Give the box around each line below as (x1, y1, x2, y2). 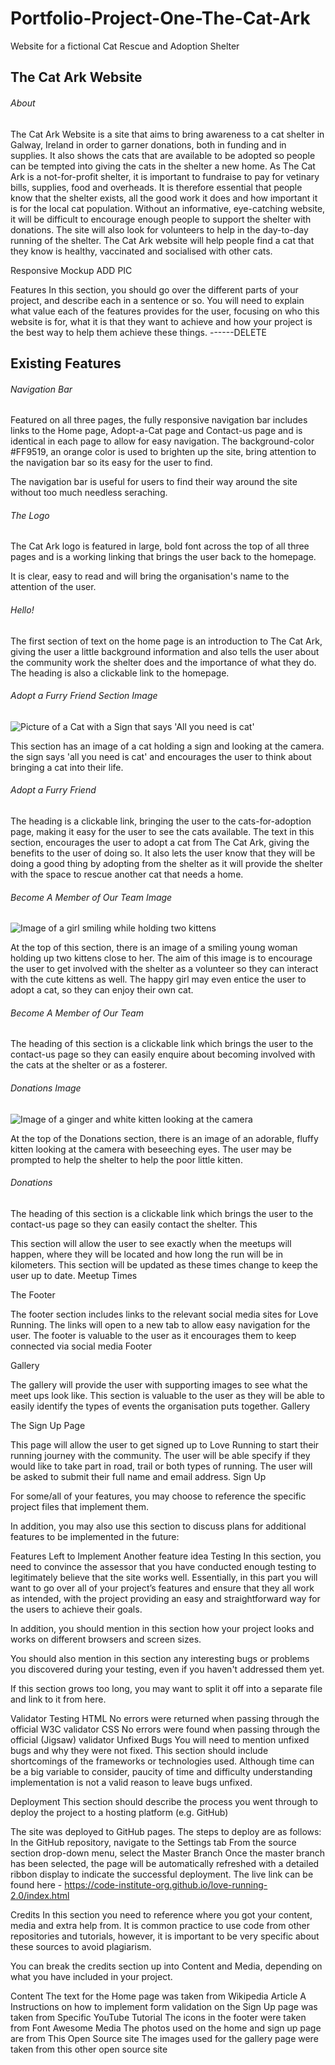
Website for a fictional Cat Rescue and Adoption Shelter (10, 40, 240, 52)
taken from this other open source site (10, 2043, 168, 2055)
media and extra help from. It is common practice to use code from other (10, 1919, 311, 1931)
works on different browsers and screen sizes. (10, 1633, 202, 1645)
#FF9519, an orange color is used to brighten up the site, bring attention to (10, 446, 317, 458)
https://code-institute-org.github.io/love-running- (64, 1878, 268, 1891)
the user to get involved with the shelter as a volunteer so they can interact (10, 963, 319, 975)
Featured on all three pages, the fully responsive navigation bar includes (10, 414, 308, 426)
